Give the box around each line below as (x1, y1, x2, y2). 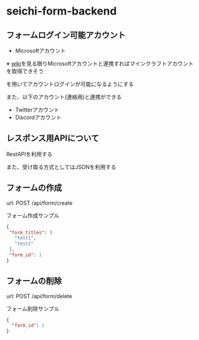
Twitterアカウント (15, 106, 59, 113)
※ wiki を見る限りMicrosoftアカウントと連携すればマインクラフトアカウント (6, 60, 194, 67)
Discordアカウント (15, 114, 62, 121)
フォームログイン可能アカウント (6, 30, 126, 40)
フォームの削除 (6, 276, 62, 286)
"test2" (14, 241, 34, 247)
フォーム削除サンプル (6, 305, 59, 312)
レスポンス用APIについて (6, 133, 99, 144)
